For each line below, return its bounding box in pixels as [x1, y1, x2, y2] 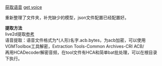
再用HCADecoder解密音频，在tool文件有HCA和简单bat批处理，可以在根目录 [5, 49, 158, 55]
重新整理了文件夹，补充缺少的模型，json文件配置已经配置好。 [5, 15, 129, 21]
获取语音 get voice [5, 4, 42, 10]
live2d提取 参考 [5, 31, 35, 37]
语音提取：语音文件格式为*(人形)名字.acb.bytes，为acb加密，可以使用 [5, 37, 146, 43]
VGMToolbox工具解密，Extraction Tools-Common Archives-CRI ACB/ [5, 44, 144, 49]
